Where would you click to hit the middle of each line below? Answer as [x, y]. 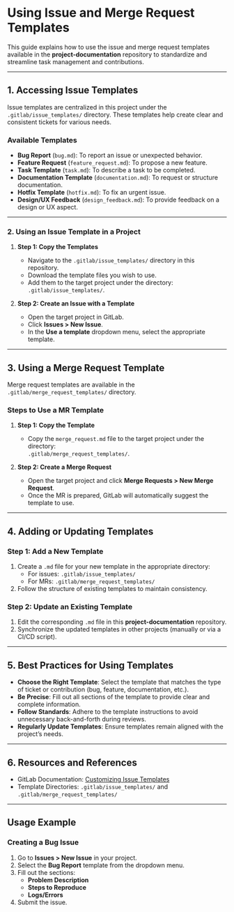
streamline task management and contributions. [76, 61]
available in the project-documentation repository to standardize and [107, 54]
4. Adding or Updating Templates [80, 531]
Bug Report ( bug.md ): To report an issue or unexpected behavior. [110, 156]
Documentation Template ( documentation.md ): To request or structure [117, 178]
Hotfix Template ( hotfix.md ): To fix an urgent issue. [92, 193]
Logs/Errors [46, 895]
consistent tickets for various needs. [59, 122]
